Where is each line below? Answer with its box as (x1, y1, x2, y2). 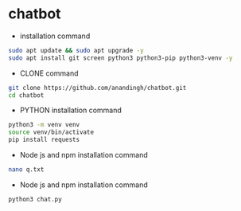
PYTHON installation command (19, 105, 122, 115)
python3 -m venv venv (8, 121, 80, 129)
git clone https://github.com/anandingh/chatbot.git (8, 84, 187, 92)
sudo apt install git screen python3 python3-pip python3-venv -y (8, 53, 233, 62)
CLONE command (19, 68, 79, 78)
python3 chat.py (8, 195, 62, 203)
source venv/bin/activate (8, 128, 94, 136)
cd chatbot (8, 91, 45, 100)
